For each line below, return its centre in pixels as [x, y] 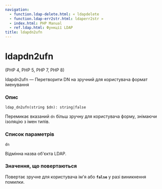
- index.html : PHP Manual [36, 23]
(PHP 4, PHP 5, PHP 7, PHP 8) [35, 70]
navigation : [17, 10]
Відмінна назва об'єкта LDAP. [36, 153]
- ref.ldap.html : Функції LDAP [41, 28]
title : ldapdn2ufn [24, 32]
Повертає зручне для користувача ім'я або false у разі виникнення [76, 177]
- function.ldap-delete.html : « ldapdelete [54, 14]
